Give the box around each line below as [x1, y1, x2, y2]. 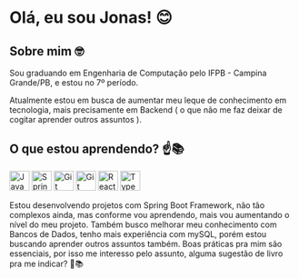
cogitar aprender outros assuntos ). [9, 114, 143, 124]
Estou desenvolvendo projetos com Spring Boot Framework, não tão [9, 199, 265, 211]
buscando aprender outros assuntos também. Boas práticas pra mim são [9, 238, 283, 249]
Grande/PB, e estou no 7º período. [9, 77, 139, 88]
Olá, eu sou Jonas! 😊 [9, 7, 173, 28]
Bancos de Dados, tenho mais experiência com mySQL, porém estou [9, 228, 267, 239]
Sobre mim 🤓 [9, 44, 85, 59]
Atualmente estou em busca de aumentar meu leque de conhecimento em [9, 94, 287, 105]
